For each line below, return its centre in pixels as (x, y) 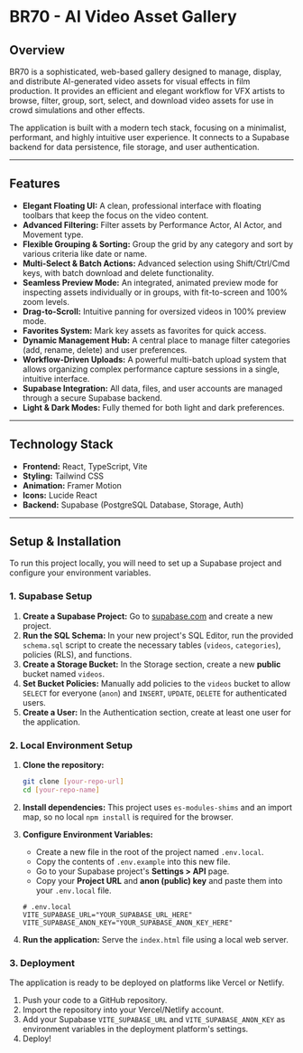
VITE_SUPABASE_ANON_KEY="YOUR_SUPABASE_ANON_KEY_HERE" (128, 923)
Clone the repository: (63, 765)
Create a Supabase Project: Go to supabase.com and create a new (147, 616)
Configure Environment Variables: (87, 834)
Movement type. (53, 234)
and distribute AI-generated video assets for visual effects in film (130, 81)
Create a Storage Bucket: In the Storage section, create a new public (151, 664)
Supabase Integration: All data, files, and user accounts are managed (152, 388)
